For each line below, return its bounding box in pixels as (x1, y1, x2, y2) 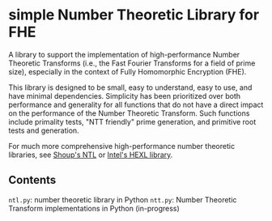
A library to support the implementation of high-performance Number (8, 49, 240, 59)
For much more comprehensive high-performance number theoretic (8, 141, 236, 151)
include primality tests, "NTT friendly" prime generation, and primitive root (8, 117, 257, 126)
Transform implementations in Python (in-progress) (8, 203, 180, 213)
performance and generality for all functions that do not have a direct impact (8, 100, 264, 109)
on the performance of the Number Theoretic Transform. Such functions (8, 108, 250, 118)
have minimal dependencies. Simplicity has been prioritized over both (8, 91, 241, 100)
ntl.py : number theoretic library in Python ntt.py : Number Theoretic (8, 194, 237, 204)
